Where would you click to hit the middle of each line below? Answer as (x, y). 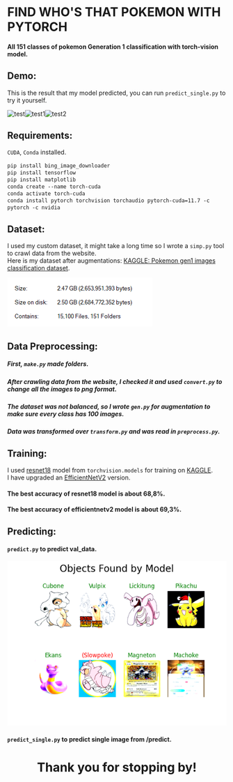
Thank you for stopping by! (117, 767)
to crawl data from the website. (52, 253)
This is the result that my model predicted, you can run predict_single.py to (116, 93)
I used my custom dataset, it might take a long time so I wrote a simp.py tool (116, 246)
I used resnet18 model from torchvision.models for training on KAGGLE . (110, 470)
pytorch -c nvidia (34, 208)
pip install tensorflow (42, 173)
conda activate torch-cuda (46, 194)
